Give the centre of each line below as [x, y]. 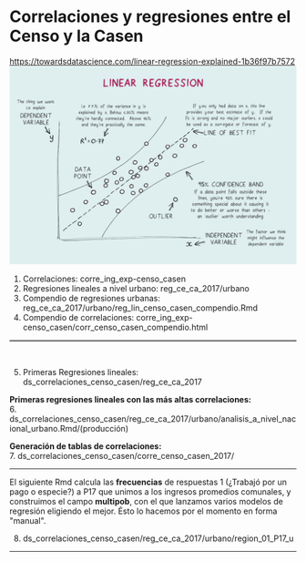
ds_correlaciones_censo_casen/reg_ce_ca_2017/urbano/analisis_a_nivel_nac [153, 419]
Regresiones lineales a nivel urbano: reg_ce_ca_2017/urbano [136, 289]
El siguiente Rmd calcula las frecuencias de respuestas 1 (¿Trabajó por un [148, 482]
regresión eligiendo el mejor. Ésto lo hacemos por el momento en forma [143, 511]
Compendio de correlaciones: [78, 318]
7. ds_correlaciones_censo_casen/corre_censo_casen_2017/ [122, 456]
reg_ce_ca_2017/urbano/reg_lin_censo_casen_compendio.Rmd [140, 308]
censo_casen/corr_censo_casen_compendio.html [115, 327]
